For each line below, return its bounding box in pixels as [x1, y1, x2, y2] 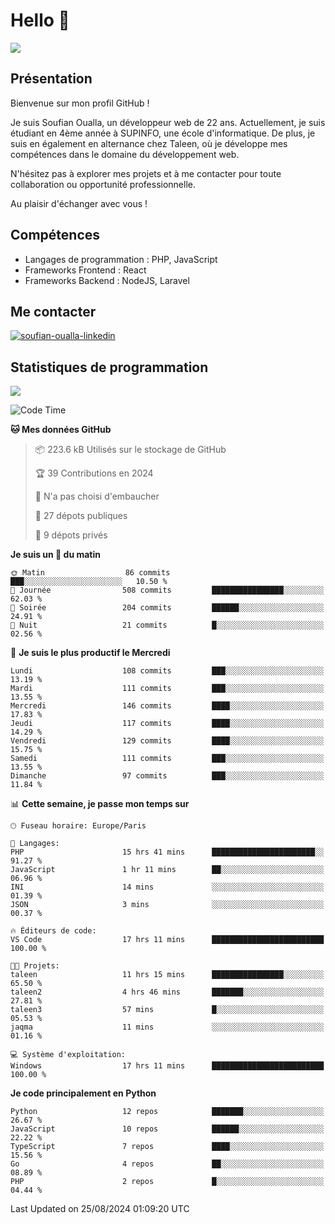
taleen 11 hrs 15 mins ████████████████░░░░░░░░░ [10, 970, 325, 980]
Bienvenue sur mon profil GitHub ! [10, 97, 150, 109]
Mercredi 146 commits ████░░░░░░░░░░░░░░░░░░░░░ [10, 701, 325, 711]
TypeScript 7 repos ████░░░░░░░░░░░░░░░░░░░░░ [10, 1142, 325, 1152]
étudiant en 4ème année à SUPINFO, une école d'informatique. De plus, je [10, 127, 316, 139]
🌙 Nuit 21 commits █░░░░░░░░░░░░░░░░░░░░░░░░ [10, 620, 325, 631]
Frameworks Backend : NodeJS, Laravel [24, 274, 190, 286]
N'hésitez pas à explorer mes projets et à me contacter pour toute [10, 167, 282, 179]
